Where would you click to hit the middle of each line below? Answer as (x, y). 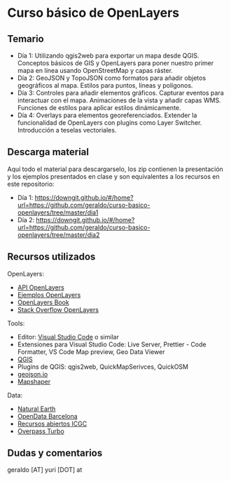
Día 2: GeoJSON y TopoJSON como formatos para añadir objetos (112, 78)
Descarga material (48, 152)
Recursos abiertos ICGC (52, 424)
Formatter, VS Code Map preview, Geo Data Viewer (91, 351)
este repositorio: (31, 184)
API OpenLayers (41, 287)
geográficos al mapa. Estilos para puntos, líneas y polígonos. (105, 85)
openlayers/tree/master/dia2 (58, 235)
